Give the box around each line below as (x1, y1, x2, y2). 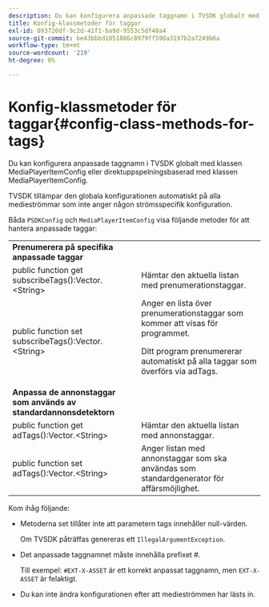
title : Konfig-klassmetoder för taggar (8, 19, 142, 27)
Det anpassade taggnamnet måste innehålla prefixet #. (19, 549, 201, 559)
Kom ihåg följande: (8, 503, 70, 513)
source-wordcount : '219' (8, 49, 91, 57)
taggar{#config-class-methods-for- (8, 115, 255, 133)
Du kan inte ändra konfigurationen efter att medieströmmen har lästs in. (19, 589, 256, 599)
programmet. (141, 328, 191, 339)
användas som (141, 462, 196, 473)
